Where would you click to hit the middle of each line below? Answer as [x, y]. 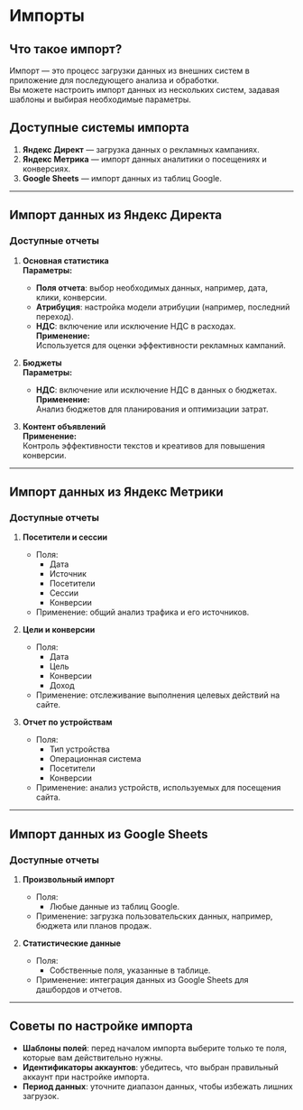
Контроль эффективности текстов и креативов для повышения [144, 445]
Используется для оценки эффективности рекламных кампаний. [161, 345]
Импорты [47, 16]
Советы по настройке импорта [101, 1027]
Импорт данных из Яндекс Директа [116, 215]
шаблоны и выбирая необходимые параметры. [101, 99]
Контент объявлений [64, 426]
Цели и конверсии [59, 630]
